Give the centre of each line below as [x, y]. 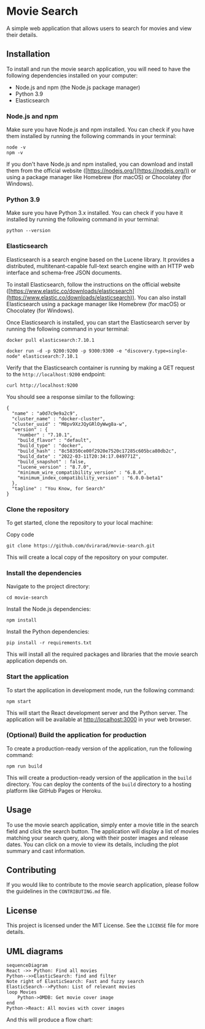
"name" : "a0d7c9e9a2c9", [45, 413]
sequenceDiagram [27, 965]
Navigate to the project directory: [48, 587]
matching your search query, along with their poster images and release [97, 838]
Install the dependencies [44, 573]
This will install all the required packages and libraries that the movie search [102, 654]
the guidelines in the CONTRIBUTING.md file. [59, 892]
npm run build [25, 766]
